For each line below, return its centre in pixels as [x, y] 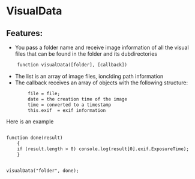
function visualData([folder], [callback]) [72, 65]
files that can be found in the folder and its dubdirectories [86, 54]
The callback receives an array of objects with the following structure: [101, 83]
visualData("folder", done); [43, 171]
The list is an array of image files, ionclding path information [89, 76]
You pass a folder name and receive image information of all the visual [102, 47]
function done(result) [34, 138]
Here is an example [30, 122]
